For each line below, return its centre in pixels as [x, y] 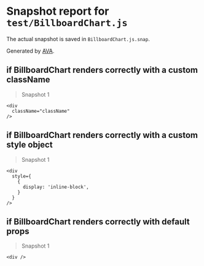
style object [30, 145]
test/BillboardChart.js [67, 23]
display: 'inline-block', [56, 187]
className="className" [41, 111]
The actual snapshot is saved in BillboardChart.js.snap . [78, 39]
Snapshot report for [58, 11]
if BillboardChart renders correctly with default [98, 222]
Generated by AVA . [30, 51]
